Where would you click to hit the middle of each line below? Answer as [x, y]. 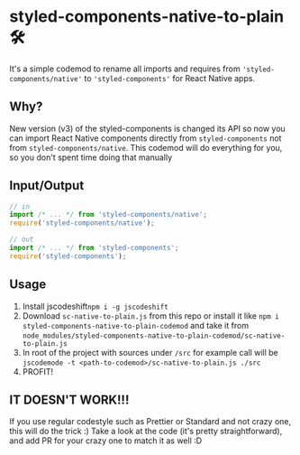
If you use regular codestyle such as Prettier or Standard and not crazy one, [150, 422]
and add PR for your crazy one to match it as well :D [106, 441]
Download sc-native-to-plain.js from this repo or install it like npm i [150, 316]
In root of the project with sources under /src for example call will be [150, 352]
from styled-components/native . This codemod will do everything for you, [146, 147]
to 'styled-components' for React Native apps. [169, 78]
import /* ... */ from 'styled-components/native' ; [108, 215]
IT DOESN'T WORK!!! [69, 400]
